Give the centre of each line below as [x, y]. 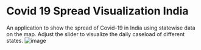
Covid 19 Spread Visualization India [97, 11]
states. [15, 40]
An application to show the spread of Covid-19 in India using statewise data [101, 28]
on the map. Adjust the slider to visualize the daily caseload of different [96, 34]
